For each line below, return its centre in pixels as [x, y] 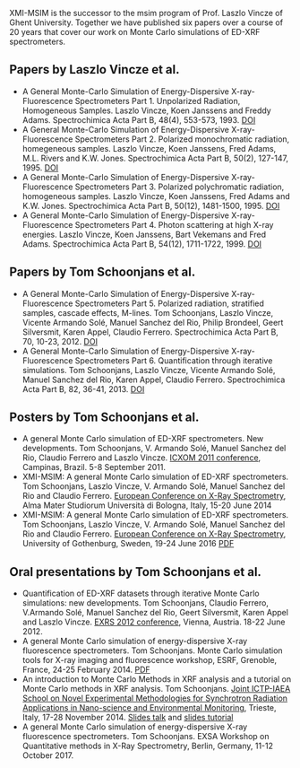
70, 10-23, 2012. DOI [60, 341]
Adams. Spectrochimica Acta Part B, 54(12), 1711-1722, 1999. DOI [142, 244]
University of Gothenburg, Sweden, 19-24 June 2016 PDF [128, 544]
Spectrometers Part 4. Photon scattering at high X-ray [174, 224]
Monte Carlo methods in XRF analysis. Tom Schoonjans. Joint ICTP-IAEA [156, 689]
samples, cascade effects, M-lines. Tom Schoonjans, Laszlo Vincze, [148, 312]
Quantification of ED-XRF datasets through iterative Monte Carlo [141, 593]
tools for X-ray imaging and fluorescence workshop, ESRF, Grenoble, [150, 660]
